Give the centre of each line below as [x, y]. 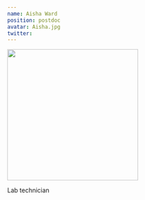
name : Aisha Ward [32, 14]
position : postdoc [34, 20]
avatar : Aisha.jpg [34, 27]
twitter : [20, 33]
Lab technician [29, 190]
